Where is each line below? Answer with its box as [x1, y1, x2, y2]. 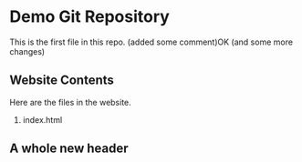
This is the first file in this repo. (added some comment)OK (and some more [9, 36, 294, 47]
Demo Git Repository [9, 6, 171, 27]
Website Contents [9, 73, 114, 88]
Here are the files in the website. [9, 96, 132, 107]
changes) [9, 46, 46, 56]
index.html [22, 114, 63, 125]
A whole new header [9, 141, 130, 157]
